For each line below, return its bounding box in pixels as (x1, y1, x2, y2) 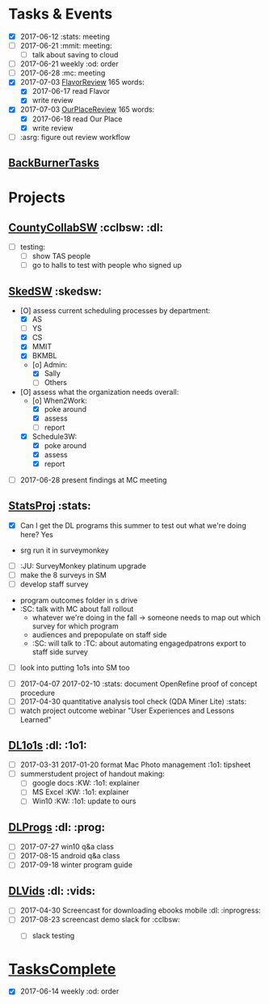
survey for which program (32, 621, 119, 631)
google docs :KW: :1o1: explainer (32, 778, 140, 788)
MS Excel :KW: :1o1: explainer (32, 787, 129, 797)
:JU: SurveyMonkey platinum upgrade (19, 561, 147, 570)
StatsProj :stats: (8, 499, 91, 513)
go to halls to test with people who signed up (32, 261, 182, 270)
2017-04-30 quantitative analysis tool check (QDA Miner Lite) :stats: (19, 697, 247, 706)
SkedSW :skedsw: (8, 284, 103, 298)
